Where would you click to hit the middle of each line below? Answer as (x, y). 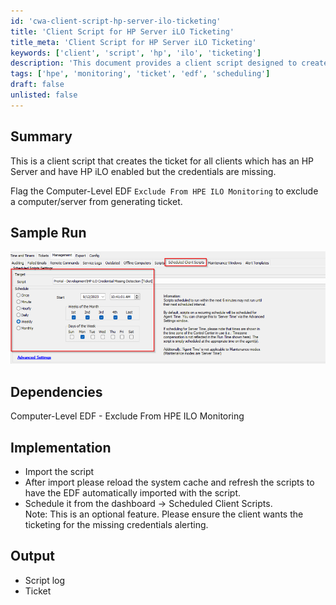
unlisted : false (44, 95)
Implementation (61, 447)
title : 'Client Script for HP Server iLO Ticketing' (122, 31)
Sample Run (48, 232)
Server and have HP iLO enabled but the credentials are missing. (143, 171)
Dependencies (56, 391)
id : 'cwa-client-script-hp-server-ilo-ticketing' (116, 21)
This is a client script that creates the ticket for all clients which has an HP (162, 161)
